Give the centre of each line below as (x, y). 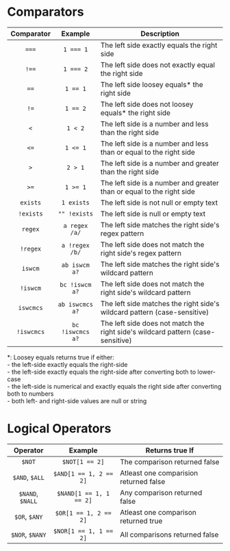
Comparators (46, 12)
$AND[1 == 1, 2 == (84, 474)
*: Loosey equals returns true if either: (61, 357)
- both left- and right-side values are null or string (77, 400)
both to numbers (30, 394)
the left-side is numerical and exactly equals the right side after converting (116, 386)
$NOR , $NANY (28, 535)
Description (160, 34)
